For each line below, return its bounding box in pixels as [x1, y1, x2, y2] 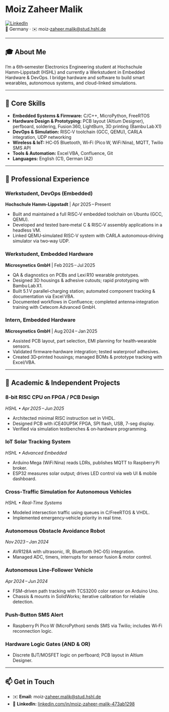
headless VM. [12, 227, 41, 233]
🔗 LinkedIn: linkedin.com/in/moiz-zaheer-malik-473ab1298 [12, 701, 135, 707]
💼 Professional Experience [5, 175, 90, 183]
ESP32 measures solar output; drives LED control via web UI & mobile [12, 470, 157, 476]
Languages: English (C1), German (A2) [12, 155, 93, 161]
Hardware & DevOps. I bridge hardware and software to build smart [5, 74, 145, 80]
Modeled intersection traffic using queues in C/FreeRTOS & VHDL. [12, 510, 150, 516]
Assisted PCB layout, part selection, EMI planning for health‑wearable [12, 338, 157, 344]
